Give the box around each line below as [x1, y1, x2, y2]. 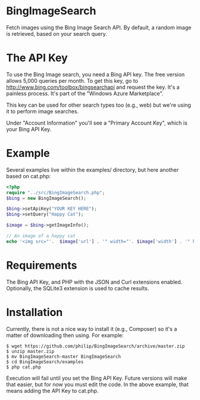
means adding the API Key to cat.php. [6, 387, 99, 394]
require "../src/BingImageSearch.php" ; [6, 190, 105, 196]
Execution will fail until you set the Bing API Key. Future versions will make [6, 374, 187, 382]
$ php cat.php [6, 364, 42, 370]
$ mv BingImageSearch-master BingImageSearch [6, 354, 121, 359]
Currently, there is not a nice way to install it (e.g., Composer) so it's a [6, 325, 177, 332]
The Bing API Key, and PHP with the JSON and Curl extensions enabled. [6, 278, 183, 286]
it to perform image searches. [6, 107, 79, 114]
